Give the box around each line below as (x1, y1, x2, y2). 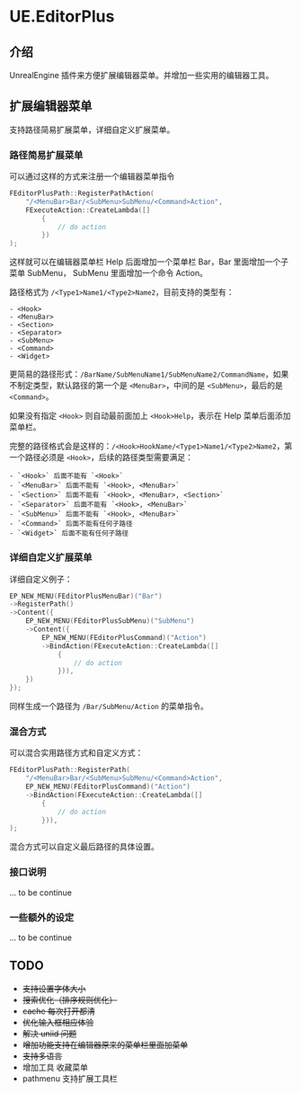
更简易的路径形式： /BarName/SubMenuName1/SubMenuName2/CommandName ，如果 (9, 369, 289, 379)
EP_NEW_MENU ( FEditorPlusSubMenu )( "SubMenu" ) (25, 617, 195, 626)
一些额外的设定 (9, 911, 75, 923)
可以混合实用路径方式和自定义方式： (9, 748, 144, 759)
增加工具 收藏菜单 (22, 1062, 88, 1072)
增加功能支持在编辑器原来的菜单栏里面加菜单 (22, 1039, 189, 1050)
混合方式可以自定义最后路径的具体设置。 (9, 841, 159, 852)
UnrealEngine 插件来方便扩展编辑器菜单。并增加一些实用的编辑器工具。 (9, 70, 274, 80)
